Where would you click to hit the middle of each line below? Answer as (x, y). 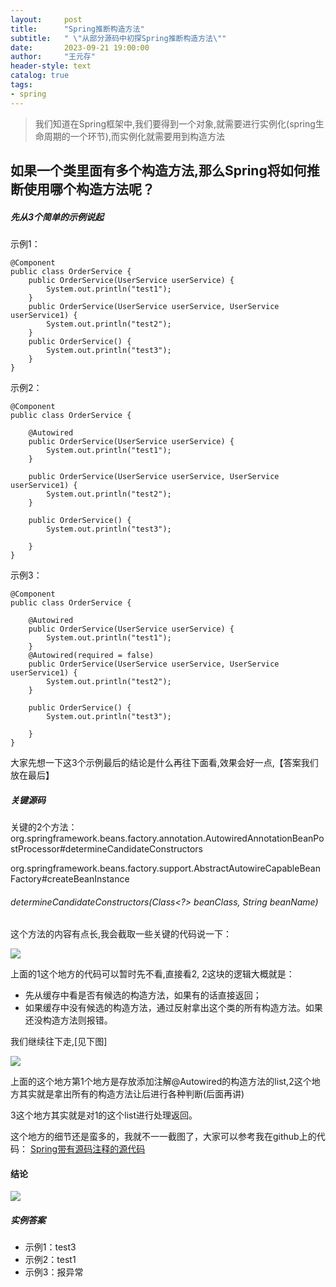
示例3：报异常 (54, 1272)
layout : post (46, 19)
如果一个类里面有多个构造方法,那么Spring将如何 (158, 171)
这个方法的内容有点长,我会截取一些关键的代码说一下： (121, 934)
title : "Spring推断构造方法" (77, 29)
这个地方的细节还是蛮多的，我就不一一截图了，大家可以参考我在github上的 (163, 1137)
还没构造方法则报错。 (68, 1020)
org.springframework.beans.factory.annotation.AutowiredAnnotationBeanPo (167, 838)
